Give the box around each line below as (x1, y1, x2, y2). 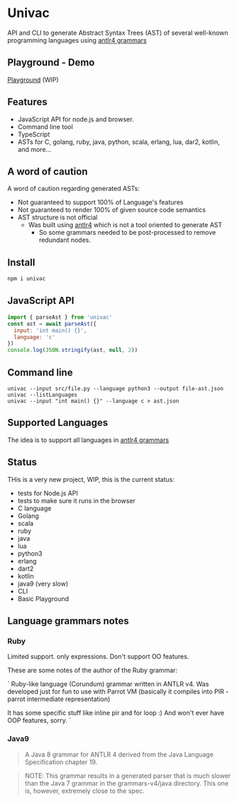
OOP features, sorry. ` (7, 716, 72, 725)
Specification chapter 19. (24, 757, 98, 766)
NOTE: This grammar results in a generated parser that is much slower (24, 771, 231, 780)
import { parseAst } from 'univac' (7, 314, 113, 321)
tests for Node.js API (17, 488, 78, 498)
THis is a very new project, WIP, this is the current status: (7, 475, 175, 483)
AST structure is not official (17, 213, 98, 221)
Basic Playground (17, 594, 70, 603)
